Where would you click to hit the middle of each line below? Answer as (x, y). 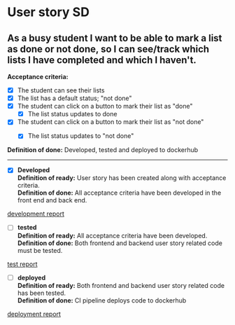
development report (36, 214)
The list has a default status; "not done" (74, 98)
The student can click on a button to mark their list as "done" (105, 106)
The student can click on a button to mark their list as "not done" (111, 122)
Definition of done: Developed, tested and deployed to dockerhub (103, 150)
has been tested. (42, 293)
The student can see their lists (61, 90)
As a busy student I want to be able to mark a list (115, 38)
